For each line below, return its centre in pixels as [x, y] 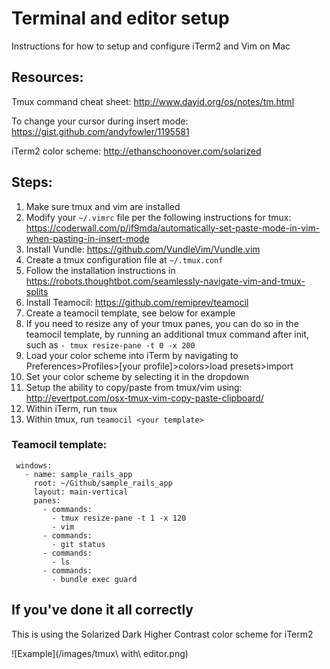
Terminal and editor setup [120, 18]
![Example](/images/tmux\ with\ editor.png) [100, 653]
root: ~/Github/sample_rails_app [103, 483]
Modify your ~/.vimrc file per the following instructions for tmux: [158, 217]
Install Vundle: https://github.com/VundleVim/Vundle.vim [143, 249]
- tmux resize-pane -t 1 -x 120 [119, 518]
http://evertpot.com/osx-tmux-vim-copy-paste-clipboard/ [144, 398]
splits [37, 291]
